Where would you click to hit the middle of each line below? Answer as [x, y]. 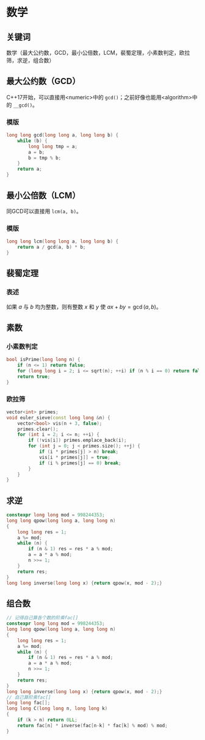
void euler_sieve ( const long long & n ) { [59, 418]
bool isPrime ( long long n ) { [43, 360]
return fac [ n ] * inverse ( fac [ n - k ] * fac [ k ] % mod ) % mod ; [92, 725]
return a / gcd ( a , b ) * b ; [52, 247]
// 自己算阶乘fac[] [29, 697]
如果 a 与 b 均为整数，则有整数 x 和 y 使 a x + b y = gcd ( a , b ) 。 [84, 307]
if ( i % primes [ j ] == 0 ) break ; [80, 463]
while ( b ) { [32, 141]
